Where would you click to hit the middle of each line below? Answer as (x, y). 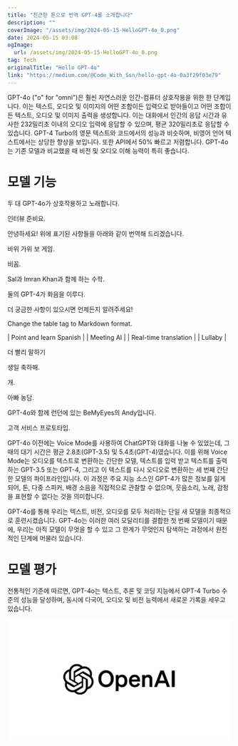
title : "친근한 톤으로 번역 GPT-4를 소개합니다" (71, 15)
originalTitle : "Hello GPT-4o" (54, 68)
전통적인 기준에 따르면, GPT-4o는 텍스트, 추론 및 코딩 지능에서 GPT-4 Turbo (114, 591)
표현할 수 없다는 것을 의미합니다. (59, 496)
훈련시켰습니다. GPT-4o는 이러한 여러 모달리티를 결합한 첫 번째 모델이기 (115, 520)
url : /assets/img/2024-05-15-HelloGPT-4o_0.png (86, 53)
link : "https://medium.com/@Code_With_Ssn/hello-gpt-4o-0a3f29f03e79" (114, 75)
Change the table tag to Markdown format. (70, 323)
